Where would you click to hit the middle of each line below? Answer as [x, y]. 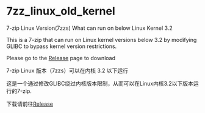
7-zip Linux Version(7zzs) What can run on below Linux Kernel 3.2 [89, 28]
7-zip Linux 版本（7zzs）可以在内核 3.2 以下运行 [67, 70]
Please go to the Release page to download [61, 58]
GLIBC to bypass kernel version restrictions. [62, 46]
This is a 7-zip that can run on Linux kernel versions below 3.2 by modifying [102, 39]
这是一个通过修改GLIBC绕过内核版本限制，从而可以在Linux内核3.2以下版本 [100, 83]
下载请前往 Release [30, 104]
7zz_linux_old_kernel [61, 11]
